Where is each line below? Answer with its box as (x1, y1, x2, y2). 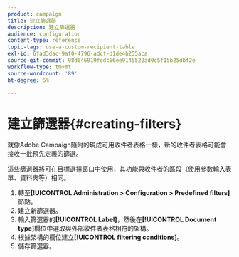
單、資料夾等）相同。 (7, 174, 70, 182)
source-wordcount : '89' (7, 70, 78, 77)
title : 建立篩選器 (7, 17, 57, 24)
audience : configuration (7, 30, 81, 38)
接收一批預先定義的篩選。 (7, 150, 83, 158)
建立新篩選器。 (17, 206, 62, 215)
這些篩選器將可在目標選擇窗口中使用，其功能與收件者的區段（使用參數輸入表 (7, 164, 232, 173)
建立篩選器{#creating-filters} (7, 115, 182, 132)
